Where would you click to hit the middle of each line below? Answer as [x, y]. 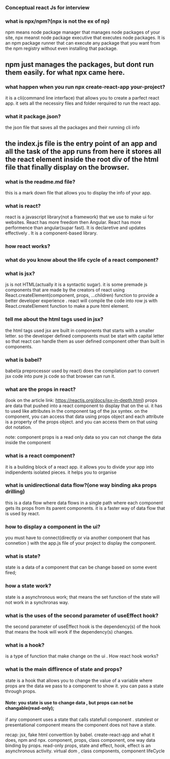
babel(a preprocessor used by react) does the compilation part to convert [82, 371]
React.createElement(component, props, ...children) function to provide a [82, 295]
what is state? [23, 556]
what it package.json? [33, 116]
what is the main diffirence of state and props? [64, 669]
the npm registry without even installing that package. [61, 48]
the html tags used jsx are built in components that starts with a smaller [80, 330]
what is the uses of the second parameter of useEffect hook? [82, 615]
